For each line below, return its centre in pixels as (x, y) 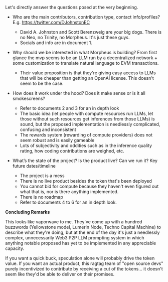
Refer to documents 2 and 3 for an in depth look (69, 108)
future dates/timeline (34, 166)
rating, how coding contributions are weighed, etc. (72, 151)
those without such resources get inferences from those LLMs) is (87, 119)
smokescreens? (29, 98)
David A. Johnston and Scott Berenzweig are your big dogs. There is (91, 32)
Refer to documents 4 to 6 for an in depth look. (68, 202)
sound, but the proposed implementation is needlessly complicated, (90, 124)
